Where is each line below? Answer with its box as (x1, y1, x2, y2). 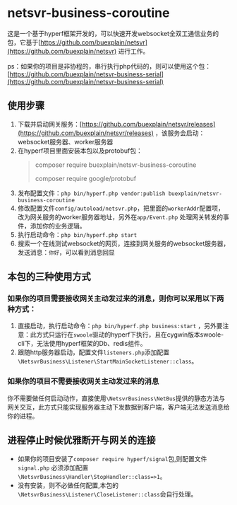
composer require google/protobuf (35, 174, 136, 182)
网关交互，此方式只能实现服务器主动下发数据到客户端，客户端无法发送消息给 (7, 402, 230, 411)
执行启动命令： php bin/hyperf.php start (17, 230, 138, 238)
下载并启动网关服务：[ (17, 120, 83, 128)
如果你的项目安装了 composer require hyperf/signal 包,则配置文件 (17, 454, 207, 463)
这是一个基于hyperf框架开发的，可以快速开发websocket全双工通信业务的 (7, 29, 219, 37)
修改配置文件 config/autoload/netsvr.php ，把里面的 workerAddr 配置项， (17, 204, 224, 212)
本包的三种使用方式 (7, 271, 91, 283)
